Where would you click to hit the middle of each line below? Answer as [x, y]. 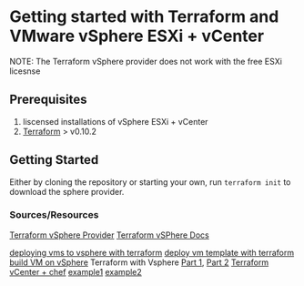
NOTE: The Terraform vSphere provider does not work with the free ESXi [146, 61]
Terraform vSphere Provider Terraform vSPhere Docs [109, 235]
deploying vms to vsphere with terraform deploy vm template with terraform [152, 252]
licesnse [25, 71]
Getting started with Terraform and [144, 17]
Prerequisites [48, 100]
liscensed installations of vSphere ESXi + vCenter [115, 121]
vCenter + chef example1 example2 [76, 271]
